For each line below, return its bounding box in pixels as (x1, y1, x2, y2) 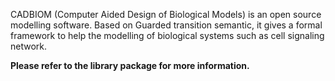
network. (10, 40, 48, 52)
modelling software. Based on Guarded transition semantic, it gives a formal (10, 19, 323, 31)
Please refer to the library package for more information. (10, 60, 250, 71)
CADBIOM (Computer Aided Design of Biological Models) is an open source (10, 9, 322, 20)
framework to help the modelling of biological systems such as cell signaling (10, 30, 325, 41)
